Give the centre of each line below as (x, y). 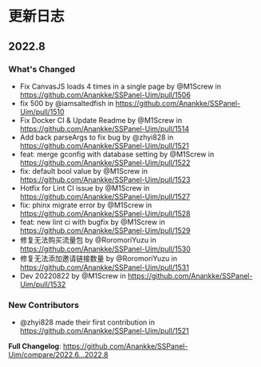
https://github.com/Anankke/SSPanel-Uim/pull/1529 (105, 230)
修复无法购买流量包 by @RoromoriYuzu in (88, 239)
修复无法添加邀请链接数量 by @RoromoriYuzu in (99, 258)
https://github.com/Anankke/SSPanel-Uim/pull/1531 (104, 267)
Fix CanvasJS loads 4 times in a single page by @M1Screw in (121, 86)
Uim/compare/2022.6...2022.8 (58, 355)
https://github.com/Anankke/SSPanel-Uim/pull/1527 (105, 196)
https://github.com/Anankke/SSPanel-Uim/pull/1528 (105, 213)
